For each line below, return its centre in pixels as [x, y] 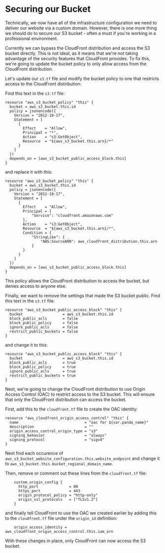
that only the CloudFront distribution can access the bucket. [66, 399]
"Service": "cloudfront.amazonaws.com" [72, 216]
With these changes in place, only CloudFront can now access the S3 [76, 541]
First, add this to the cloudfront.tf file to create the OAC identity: [71, 409]
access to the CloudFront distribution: [43, 84]
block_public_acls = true [43, 363]
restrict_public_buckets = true [43, 375]
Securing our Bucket [48, 9]
